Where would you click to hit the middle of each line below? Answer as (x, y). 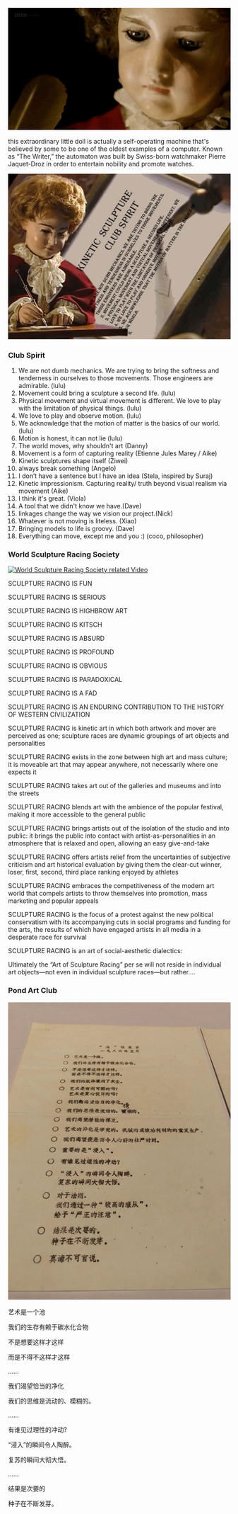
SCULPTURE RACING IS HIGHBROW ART (68, 611)
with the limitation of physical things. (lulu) (80, 409)
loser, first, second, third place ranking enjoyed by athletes (93, 872)
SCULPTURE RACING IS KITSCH (55, 625)
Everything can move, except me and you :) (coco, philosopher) (111, 536)
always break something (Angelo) (67, 469)
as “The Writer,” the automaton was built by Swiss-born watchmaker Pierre (117, 156)
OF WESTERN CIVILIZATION (49, 715)
